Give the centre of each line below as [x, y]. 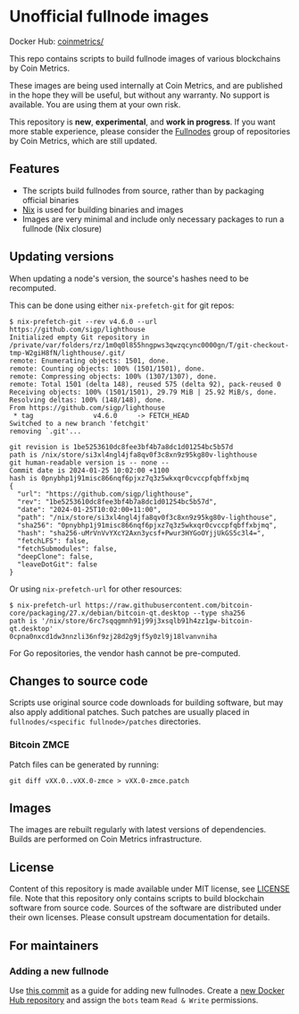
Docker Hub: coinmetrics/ [57, 41]
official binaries [50, 200]
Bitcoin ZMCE [39, 745]
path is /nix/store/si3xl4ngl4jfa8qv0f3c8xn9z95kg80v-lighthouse [133, 455]
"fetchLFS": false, [54, 541]
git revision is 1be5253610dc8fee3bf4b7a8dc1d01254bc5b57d [121, 447]
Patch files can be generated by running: [84, 764]
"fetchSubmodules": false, [67, 549]
